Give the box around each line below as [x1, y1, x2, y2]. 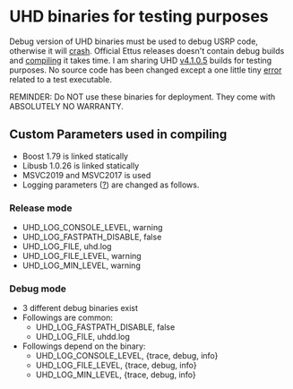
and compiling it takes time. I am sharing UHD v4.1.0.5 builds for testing [9, 55, 272, 65]
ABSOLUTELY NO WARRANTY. [9, 100, 124, 111]
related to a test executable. [9, 73, 112, 84]
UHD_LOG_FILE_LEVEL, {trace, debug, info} [35, 360, 197, 371]
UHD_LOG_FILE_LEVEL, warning [22, 251, 142, 262]
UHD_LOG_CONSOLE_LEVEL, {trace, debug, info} [35, 350, 219, 361]
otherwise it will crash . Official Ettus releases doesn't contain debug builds [9, 45, 285, 56]
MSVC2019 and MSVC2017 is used [22, 169, 151, 180]
